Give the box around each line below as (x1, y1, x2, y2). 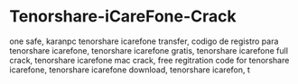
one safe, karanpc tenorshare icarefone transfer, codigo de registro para (9, 36, 279, 46)
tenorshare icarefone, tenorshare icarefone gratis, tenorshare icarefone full (9, 45, 289, 55)
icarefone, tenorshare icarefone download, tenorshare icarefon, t (9, 64, 251, 75)
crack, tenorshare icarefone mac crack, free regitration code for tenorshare (9, 55, 290, 65)
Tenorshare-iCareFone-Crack (9, 6, 237, 27)
